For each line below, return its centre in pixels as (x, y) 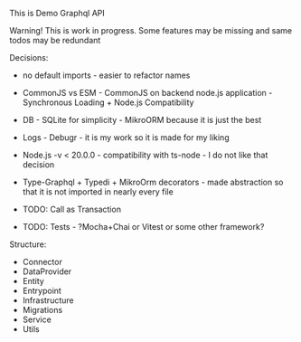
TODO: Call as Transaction (72, 209)
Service (37, 319)
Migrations (42, 310)
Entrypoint (42, 290)
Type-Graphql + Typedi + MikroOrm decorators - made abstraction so (153, 182)
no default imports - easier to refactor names (106, 75)
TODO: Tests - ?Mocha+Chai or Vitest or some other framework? (143, 227)
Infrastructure (48, 300)
